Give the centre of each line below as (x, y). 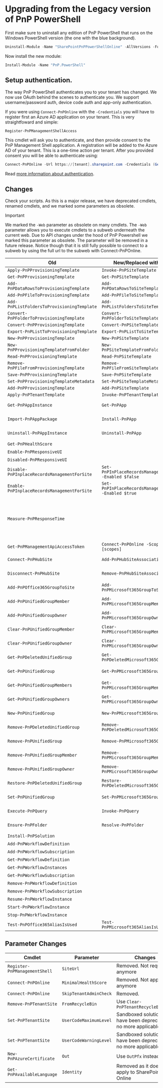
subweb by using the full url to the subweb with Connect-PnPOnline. (73, 251)
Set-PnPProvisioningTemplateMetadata (51, 382)
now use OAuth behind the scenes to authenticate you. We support (72, 97)
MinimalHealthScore (84, 983)
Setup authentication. (39, 80)
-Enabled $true (119, 493)
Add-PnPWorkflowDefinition (39, 844)
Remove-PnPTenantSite (32, 1004)
